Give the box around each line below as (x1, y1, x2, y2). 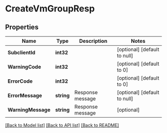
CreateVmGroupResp (5, 3, 95, 14)
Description (79, 38, 108, 44)
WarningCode (7, 63, 41, 70)
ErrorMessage (7, 92, 42, 99)
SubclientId (7, 49, 36, 56)
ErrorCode (7, 78, 33, 85)
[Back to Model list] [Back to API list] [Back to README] (5, 123, 119, 128)
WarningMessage (7, 107, 51, 113)
